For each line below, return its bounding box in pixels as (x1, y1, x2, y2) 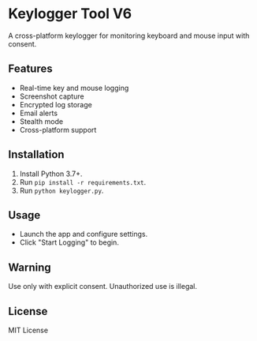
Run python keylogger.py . (19, 185, 104, 195)
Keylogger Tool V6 (8, 5, 132, 23)
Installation (8, 148, 65, 162)
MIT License (8, 325, 49, 335)
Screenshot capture (19, 92, 84, 101)
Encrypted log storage (19, 99, 92, 109)
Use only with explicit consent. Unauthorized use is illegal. (8, 282, 198, 291)
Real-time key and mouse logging (19, 83, 129, 92)
